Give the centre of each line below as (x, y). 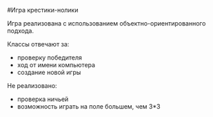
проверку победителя (50, 57)
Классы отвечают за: (38, 44)
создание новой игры (49, 72)
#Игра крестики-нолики (43, 10)
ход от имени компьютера (56, 65)
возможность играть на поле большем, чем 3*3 (89, 106)
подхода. (21, 31)
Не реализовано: (32, 85)
